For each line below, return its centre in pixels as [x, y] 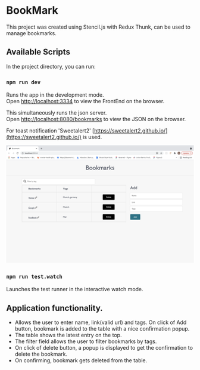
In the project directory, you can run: [51, 66]
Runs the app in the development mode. [55, 95]
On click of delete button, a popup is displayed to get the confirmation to [104, 348]
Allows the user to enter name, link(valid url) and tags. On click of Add [101, 322]
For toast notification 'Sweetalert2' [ [50, 131]
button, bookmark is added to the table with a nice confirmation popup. [102, 329]
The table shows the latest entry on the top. [68, 335]
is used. [92, 137]
